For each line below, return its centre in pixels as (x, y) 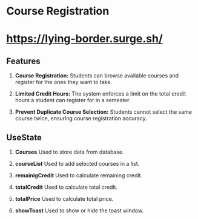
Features (23, 61)
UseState (24, 137)
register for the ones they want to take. (64, 82)
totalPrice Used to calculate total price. (64, 199)
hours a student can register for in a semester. (73, 100)
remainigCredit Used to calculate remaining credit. (78, 175)
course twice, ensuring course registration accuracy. (81, 119)
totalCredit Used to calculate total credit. (66, 187)
